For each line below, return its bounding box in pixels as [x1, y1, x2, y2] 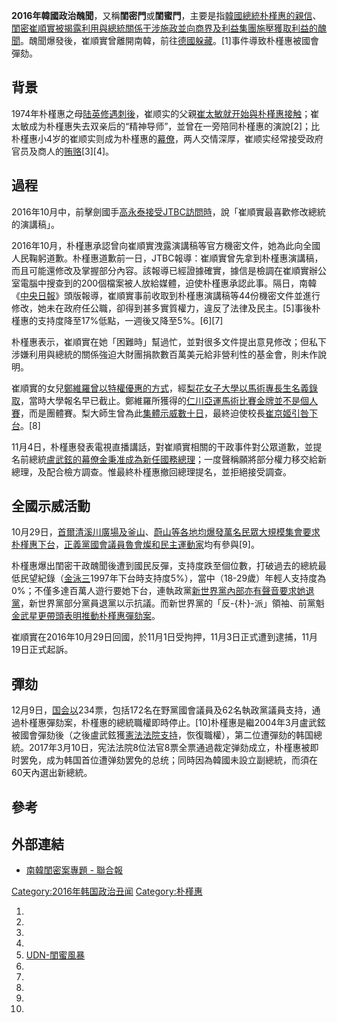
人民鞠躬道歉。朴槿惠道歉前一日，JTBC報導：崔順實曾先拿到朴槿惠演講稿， [11, 252, 324, 264]
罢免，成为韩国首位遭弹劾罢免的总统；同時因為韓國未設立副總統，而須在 [19, 754, 318, 766]
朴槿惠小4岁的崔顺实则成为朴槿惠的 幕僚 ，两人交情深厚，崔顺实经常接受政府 [11, 132, 324, 144]
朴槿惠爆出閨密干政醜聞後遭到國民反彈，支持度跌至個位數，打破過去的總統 [11, 560, 318, 572]
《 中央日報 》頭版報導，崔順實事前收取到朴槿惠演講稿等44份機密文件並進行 [11, 289, 321, 301]
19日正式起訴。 [11, 644, 74, 656]
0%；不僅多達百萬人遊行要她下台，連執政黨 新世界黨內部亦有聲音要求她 [11, 585, 306, 597]
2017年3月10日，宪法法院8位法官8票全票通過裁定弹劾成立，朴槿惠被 [28, 742, 311, 754]
